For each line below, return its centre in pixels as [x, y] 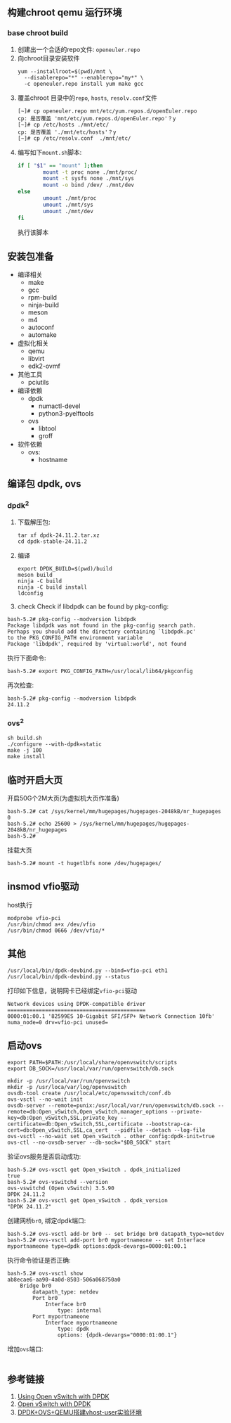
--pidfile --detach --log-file [160, 1130]
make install [26, 757]
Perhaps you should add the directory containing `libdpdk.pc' [102, 632]
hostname [53, 460]
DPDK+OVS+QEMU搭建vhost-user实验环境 [80, 1412]
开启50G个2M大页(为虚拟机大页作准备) [63, 798]
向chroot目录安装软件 [48, 58]
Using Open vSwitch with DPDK [63, 1397]
